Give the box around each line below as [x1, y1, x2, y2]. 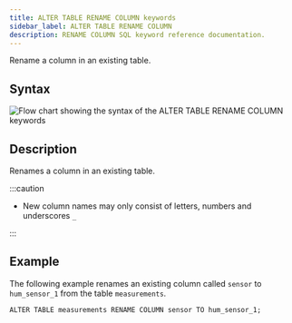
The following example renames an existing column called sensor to [9, 278, 262, 289]
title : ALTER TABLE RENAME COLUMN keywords [9, 13, 177, 23]
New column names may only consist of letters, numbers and [22, 201, 252, 211]
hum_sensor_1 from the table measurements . [9, 288, 167, 299]
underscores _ [22, 210, 77, 220]
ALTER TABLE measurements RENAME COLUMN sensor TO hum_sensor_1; [9, 305, 261, 314]
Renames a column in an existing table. [9, 165, 156, 176]
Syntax [9, 81, 51, 96]
